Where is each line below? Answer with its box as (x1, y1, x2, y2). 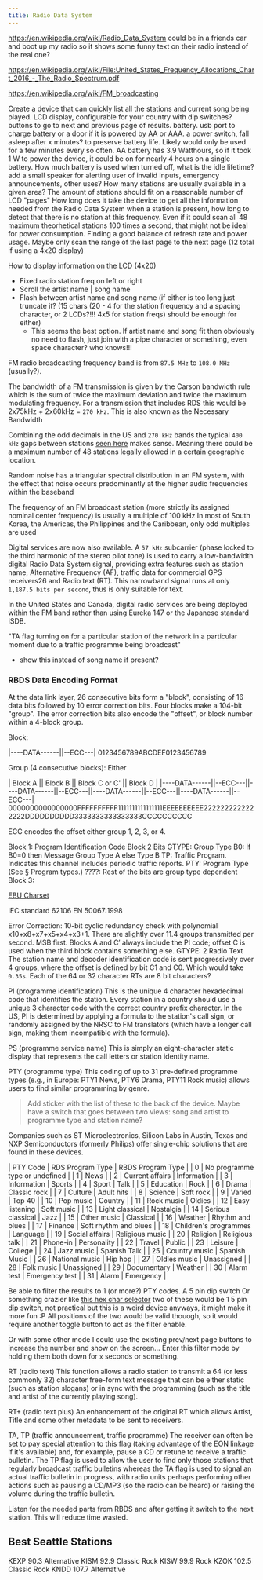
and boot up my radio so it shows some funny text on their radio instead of (8, 41, 249, 51)
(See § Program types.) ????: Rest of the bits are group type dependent (8, 867, 238, 876)
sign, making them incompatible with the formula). (8, 1028, 170, 1037)
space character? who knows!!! (31, 342, 132, 352)
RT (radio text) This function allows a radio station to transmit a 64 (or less (8, 1366, 248, 1376)
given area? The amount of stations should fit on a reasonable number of (8, 187, 243, 196)
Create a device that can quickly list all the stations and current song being (8, 104, 250, 113)
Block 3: (8, 875, 35, 884)
